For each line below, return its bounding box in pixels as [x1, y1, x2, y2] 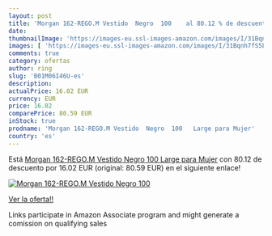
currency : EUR [8, 95, 57, 103]
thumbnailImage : [8, 34, 63, 43]
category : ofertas [8, 57, 70, 65]
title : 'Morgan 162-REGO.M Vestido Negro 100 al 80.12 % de [8, 19, 233, 27]
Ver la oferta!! [8, 194, 54, 204]
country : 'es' [8, 132, 57, 140]
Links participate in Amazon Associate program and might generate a [8, 209, 240, 219]
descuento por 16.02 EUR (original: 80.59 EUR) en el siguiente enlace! [8, 162, 241, 172]
